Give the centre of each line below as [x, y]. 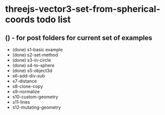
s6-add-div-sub [28, 76]
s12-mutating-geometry [36, 107]
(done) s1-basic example [37, 50]
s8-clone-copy [27, 86]
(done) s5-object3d [32, 71]
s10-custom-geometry [35, 97]
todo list [54, 19]
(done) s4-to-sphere [33, 65]
